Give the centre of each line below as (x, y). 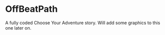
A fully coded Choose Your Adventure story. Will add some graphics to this (83, 23)
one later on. (18, 28)
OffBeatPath (31, 9)
